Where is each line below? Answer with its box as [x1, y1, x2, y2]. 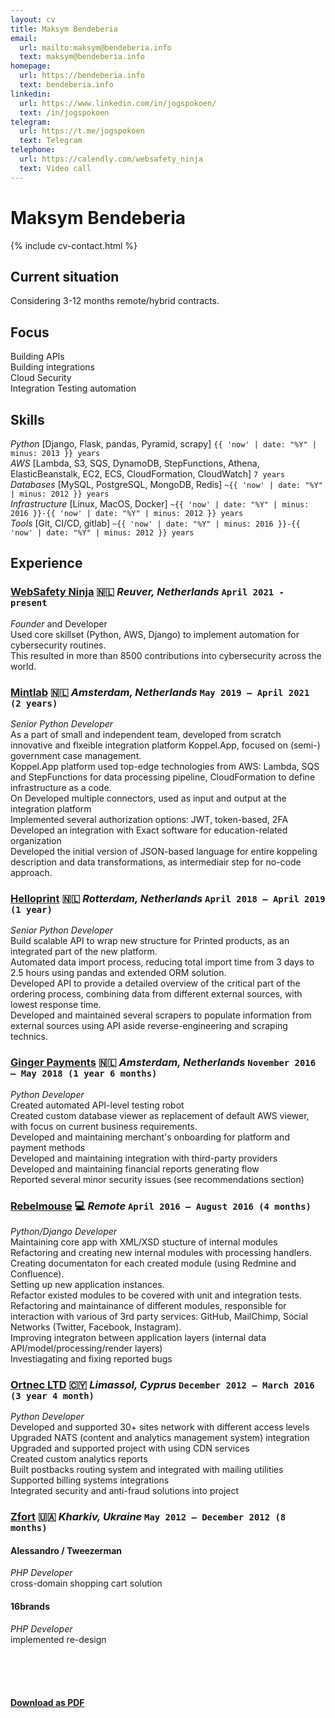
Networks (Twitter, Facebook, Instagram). [10, 1321, 182, 1333]
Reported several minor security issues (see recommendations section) [10, 1173, 305, 1185]
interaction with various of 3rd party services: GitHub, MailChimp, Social [10, 1310, 308, 1322]
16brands [10, 1600, 50, 1612]
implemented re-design [10, 1633, 107, 1645]
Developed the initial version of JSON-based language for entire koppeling [10, 845, 318, 857]
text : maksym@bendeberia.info [19, 52, 145, 62]
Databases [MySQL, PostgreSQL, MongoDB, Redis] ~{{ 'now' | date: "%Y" [10, 479, 323, 490]
